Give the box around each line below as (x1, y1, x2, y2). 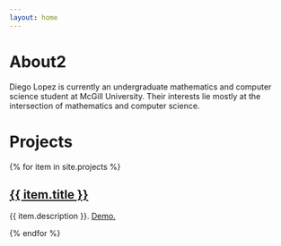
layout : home (9, 13, 58, 22)
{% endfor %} (9, 228, 61, 239)
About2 (9, 51, 67, 72)
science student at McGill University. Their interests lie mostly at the (9, 90, 261, 101)
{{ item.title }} (9, 187, 89, 202)
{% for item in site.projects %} (9, 161, 121, 172)
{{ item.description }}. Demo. (9, 211, 117, 222)
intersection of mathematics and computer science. (9, 100, 200, 111)
